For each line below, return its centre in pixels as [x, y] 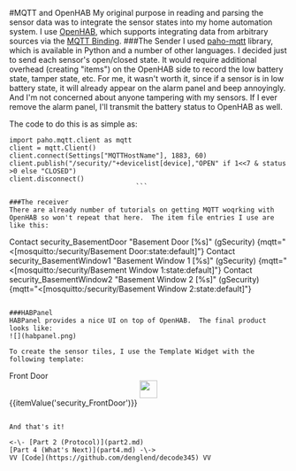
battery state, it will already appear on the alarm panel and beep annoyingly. [148, 88]
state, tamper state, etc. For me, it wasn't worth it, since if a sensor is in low [147, 78]
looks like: [31, 328]
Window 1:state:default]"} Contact [190, 270]
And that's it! [37, 427]
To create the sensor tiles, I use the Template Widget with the [132, 351]
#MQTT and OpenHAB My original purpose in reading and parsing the [136, 13]
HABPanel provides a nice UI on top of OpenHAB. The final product [138, 320]
